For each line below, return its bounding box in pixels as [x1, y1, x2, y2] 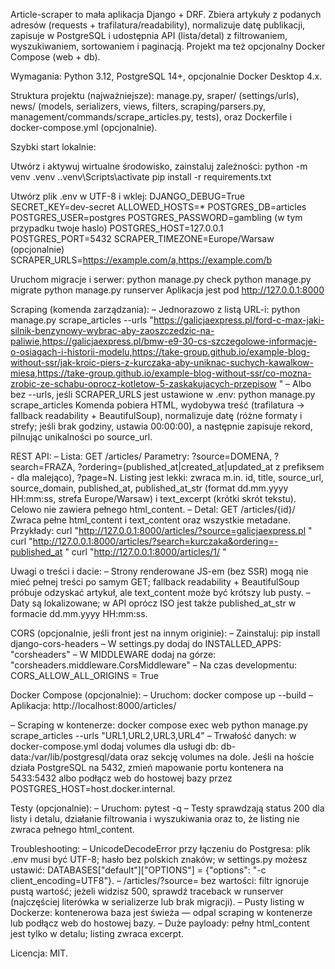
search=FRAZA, [10, 461, 76, 473]
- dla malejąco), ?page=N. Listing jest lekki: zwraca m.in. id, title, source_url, [10, 472, 324, 483]
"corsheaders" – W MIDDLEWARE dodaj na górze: [10, 649, 217, 660]
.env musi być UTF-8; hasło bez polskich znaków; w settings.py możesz [10, 854, 308, 865]
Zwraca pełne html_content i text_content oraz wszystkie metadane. [10, 514, 291, 526]
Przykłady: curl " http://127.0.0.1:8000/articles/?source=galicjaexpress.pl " [10, 525, 313, 536]
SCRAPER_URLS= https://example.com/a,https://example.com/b [10, 254, 273, 266]
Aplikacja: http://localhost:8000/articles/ [10, 700, 177, 711]
